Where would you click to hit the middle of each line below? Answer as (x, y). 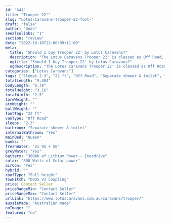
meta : (11, 48)
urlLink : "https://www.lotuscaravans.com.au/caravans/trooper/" (74, 198)
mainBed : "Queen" (24, 137)
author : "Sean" (21, 29)
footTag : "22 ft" (24, 114)
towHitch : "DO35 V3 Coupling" (37, 180)
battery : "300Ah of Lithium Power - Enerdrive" (56, 156)
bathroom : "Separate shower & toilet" (46, 128)
